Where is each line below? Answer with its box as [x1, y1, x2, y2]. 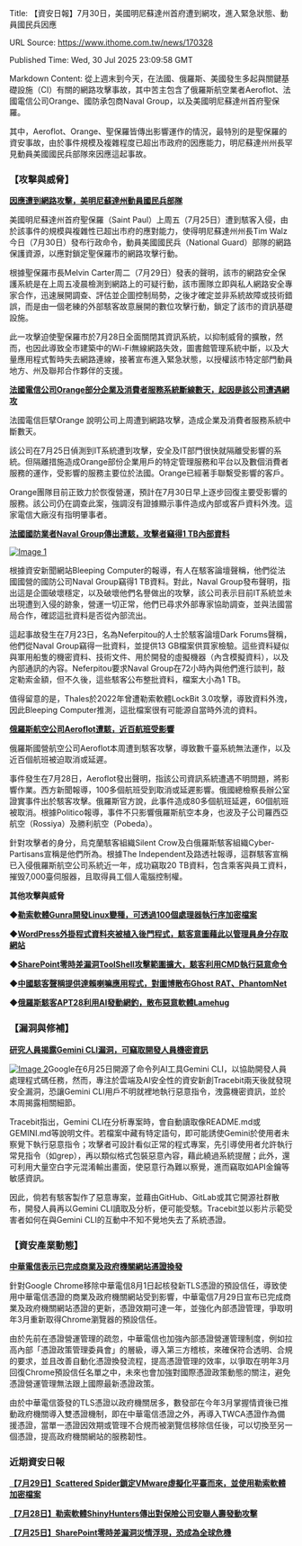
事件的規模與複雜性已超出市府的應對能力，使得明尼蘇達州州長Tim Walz [24, 226, 288, 237]
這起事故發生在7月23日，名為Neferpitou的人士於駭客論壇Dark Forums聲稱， [9, 629, 292, 640]
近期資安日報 [9, 1455, 66, 1468]
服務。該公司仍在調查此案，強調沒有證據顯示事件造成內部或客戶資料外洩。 [9, 498, 285, 509]
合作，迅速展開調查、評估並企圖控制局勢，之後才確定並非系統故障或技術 [16, 290, 285, 301]
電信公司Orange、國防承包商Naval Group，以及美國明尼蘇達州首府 [16, 95, 264, 106]
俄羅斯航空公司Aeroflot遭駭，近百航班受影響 [9, 724, 175, 735]
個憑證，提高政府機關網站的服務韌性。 [9, 1431, 151, 1442]
